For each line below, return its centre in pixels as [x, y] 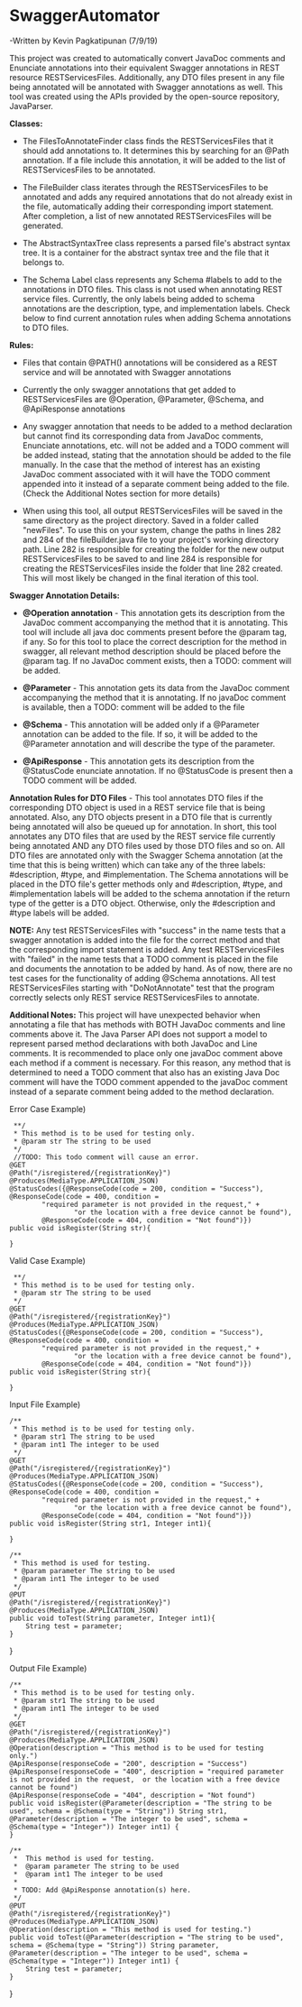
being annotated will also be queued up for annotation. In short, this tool [143, 826]
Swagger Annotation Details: [64, 595]
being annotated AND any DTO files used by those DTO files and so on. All [147, 845]
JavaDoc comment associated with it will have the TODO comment [146, 474]
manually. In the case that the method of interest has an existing [141, 465]
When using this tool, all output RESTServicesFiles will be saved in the [152, 511]
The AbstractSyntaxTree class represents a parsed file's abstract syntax [156, 243]
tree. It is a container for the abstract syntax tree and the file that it [146, 253]
